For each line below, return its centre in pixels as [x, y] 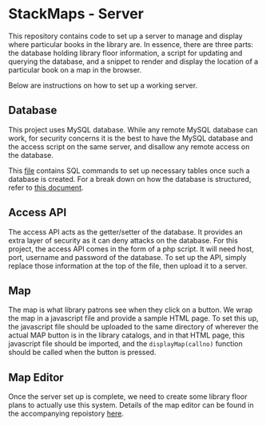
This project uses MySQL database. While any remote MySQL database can [133, 129]
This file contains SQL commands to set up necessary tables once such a [129, 170]
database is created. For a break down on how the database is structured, [130, 179]
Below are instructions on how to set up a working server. [103, 85]
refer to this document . [46, 187]
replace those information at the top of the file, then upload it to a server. [128, 266]
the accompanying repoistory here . [66, 414]
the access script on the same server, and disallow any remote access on [129, 146]
